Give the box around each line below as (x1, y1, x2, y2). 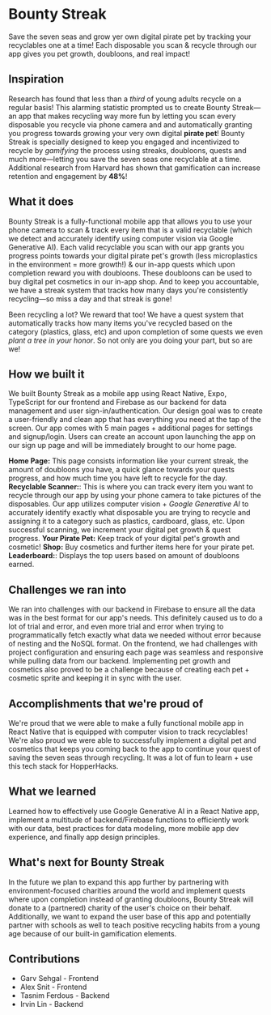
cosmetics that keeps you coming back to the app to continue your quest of (8, 744, 261, 753)
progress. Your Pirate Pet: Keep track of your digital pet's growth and (8, 534, 240, 544)
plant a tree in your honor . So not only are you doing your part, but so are (8, 335, 253, 345)
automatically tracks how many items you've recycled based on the (8, 318, 233, 328)
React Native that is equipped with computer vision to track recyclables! (8, 727, 248, 736)
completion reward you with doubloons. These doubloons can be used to (8, 268, 252, 278)
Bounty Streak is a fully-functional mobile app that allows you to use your (8, 216, 252, 226)
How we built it (8, 367, 85, 381)
